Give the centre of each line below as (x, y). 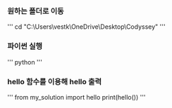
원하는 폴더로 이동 (36, 11)
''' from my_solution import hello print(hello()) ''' (76, 97)
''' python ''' (25, 62)
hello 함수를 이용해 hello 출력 (55, 81)
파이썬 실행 (25, 46)
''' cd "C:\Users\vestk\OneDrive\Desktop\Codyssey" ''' (86, 27)
